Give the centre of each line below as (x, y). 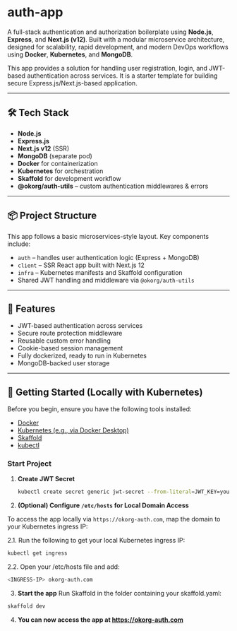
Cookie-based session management (70, 348)
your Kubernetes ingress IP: (48, 526)
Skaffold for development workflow (69, 178)
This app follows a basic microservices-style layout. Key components (108, 236)
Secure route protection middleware (70, 334)
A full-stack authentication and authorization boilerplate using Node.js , (110, 32)
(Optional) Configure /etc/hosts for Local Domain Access (103, 505)
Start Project (29, 464)
